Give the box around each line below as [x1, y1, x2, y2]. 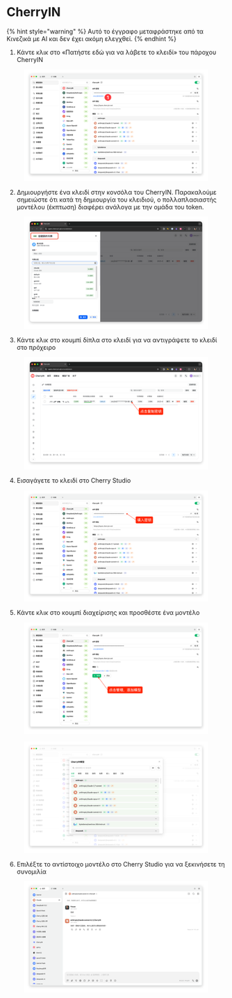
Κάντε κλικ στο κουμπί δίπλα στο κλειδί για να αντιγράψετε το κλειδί [16, 336, 217, 344]
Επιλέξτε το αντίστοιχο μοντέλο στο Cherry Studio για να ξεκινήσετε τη [16, 860, 225, 868]
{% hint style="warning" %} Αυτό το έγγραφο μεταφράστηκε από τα [6, 27, 204, 35]
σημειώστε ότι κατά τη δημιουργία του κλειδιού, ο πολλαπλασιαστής [16, 195, 217, 204]
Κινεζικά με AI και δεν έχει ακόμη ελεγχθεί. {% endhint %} [6, 34, 176, 42]
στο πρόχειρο [16, 344, 56, 352]
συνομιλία [16, 867, 47, 876]
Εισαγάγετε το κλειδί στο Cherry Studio [16, 476, 131, 484]
